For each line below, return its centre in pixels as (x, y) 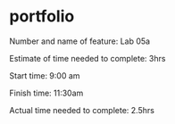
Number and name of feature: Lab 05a (79, 41)
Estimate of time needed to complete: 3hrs (87, 58)
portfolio (42, 17)
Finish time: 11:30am (46, 93)
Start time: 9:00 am (45, 75)
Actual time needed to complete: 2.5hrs (82, 110)
